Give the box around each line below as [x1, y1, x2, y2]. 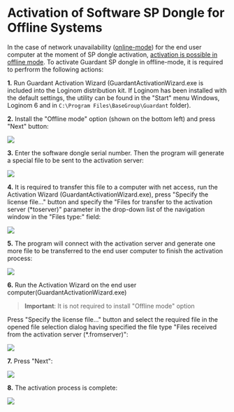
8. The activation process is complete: [7, 383, 117, 392]
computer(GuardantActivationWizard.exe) [7, 288, 127, 297]
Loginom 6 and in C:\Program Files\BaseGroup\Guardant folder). [7, 101, 191, 109]
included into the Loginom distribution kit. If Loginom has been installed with [7, 86, 227, 94]
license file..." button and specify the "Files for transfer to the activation [7, 197, 213, 206]
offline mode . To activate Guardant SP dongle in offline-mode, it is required [7, 57, 224, 66]
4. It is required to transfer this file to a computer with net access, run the [7, 183, 218, 191]
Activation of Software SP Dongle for [7, 5, 225, 21]
